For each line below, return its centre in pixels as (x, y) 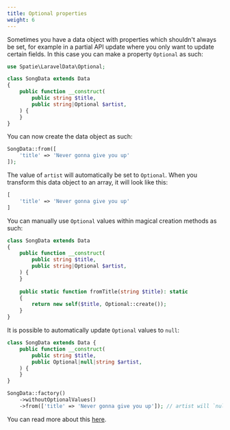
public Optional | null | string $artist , (87, 362)
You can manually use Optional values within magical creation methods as (112, 221)
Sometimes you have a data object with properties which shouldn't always (112, 39)
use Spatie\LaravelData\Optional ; (56, 67)
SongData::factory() (37, 394)
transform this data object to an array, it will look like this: (88, 182)
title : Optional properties (47, 13)
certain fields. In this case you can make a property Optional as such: (105, 54)
